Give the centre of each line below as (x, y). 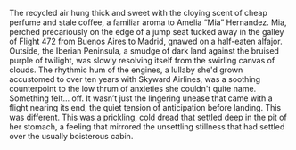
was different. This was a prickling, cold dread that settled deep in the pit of (148, 117)
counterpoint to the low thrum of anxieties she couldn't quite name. (133, 89)
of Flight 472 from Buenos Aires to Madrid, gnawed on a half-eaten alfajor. (146, 41)
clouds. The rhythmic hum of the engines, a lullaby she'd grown (126, 70)
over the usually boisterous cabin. (71, 136)
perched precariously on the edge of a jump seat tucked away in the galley (147, 32)
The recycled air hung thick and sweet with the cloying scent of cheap (138, 13)
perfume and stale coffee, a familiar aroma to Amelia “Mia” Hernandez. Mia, (148, 22)
